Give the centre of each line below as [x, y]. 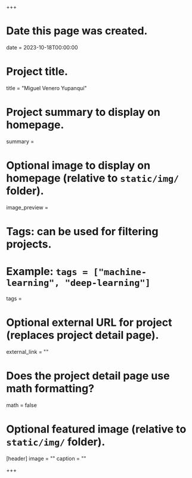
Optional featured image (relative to [96, 429]
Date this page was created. [77, 31]
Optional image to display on [78, 165]
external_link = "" [27, 351]
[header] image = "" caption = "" [46, 458]
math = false [21, 405]
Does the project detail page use [88, 376]
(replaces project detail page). [83, 335]
